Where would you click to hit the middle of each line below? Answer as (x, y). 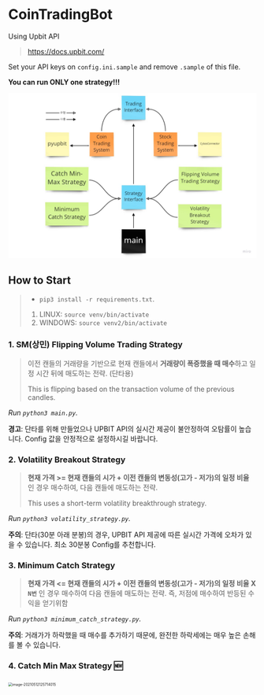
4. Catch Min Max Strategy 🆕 (66, 666)
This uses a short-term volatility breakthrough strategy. (117, 503)
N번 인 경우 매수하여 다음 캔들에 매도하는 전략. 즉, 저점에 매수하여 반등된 (137, 593)
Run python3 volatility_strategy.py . (70, 519)
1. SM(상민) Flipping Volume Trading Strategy (95, 345)
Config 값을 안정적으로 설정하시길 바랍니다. (91, 438)
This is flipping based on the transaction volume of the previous (131, 389)
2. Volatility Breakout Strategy (67, 460)
